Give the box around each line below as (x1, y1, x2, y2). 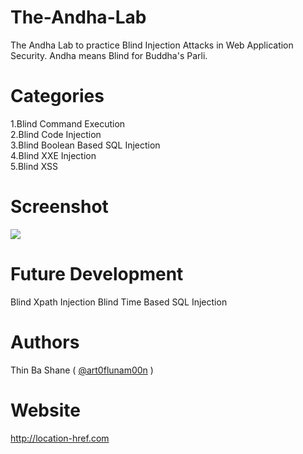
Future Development (10, 263, 184, 285)
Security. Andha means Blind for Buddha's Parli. (10, 49, 208, 61)
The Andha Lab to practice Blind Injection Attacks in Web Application (10, 39, 294, 51)
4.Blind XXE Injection (10, 149, 97, 161)
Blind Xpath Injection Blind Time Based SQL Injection (10, 296, 228, 308)
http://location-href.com (10, 432, 110, 444)
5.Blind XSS (10, 160, 59, 172)
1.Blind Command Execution (10, 117, 126, 130)
